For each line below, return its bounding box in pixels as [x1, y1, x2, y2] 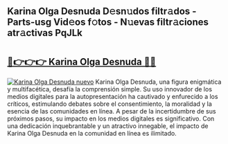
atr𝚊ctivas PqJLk [7, 27, 83, 39]
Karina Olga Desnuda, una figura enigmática [95, 78, 222, 86]
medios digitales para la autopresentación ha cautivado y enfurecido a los [7, 93, 218, 100]
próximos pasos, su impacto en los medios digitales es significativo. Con [7, 114, 215, 123]
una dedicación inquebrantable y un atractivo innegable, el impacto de [7, 122, 209, 130]
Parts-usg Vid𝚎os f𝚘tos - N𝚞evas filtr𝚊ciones [7, 17, 209, 28]
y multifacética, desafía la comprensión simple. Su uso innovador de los [7, 85, 213, 93]
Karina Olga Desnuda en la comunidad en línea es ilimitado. [7, 129, 177, 137]
